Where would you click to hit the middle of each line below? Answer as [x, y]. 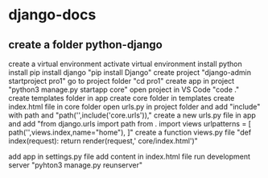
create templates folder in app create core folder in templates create [122, 98]
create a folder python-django [85, 45]
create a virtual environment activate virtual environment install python [126, 64]
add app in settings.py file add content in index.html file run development [130, 156]
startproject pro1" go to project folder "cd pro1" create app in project [122, 81]
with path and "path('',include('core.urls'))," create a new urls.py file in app [132, 115]
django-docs [52, 15]
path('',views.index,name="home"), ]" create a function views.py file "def [130, 132]
